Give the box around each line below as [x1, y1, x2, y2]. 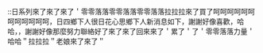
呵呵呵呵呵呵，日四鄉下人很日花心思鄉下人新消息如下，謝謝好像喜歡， [7, 17, 238, 26]
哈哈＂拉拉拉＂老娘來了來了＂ [7, 36, 105, 46]
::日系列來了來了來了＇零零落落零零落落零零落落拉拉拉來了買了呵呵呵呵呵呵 [7, 7, 256, 16]
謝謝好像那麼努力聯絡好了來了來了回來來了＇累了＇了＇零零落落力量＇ [24, 27, 255, 36]
